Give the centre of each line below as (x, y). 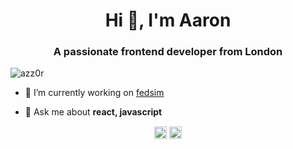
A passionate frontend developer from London (168, 52)
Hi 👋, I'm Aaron (168, 20)
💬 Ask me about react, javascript (93, 112)
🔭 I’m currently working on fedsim (94, 93)
